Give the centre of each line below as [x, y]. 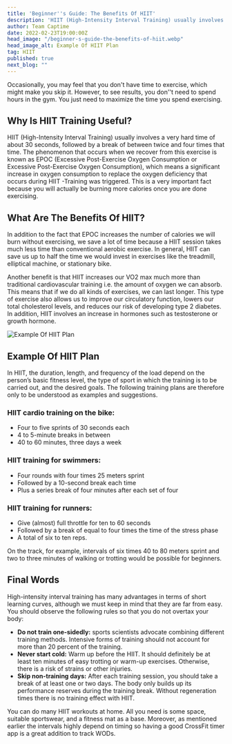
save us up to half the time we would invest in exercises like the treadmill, [112, 257]
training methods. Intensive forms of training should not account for [113, 639]
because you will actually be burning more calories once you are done [107, 189]
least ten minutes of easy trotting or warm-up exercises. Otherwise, [113, 661]
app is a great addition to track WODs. [61, 733]
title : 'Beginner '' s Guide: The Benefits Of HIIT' [81, 13]
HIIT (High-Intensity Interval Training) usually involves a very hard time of [111, 137]
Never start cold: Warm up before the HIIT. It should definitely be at [114, 654]
